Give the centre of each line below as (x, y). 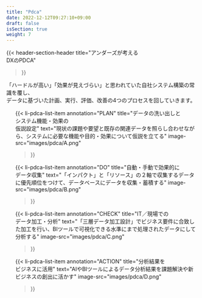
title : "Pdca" (24, 12)
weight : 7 (19, 35)
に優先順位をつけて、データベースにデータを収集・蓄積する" (91, 183)
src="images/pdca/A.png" (48, 143)
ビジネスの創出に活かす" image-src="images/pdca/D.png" (88, 277)
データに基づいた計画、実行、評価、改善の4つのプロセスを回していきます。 (101, 101)
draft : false (23, 23)
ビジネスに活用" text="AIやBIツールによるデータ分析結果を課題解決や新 (104, 269)
